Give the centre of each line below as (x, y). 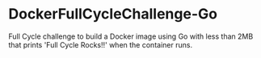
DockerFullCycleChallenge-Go (113, 14)
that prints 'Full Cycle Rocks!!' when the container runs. (100, 44)
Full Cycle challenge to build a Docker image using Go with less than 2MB (131, 36)
